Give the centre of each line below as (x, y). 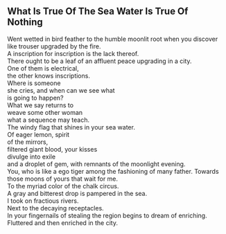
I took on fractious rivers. (43, 201)
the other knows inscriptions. (49, 75)
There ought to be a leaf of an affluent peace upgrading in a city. (99, 61)
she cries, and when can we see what (61, 90)
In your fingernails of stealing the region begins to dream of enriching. (107, 215)
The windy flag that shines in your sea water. (71, 127)
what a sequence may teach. (49, 120)
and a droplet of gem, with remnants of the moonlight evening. (96, 164)
